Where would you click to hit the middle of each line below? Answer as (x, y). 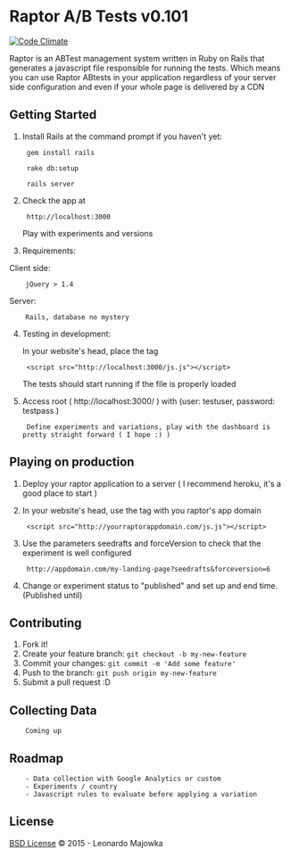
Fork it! (35, 645)
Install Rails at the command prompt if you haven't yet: (122, 136)
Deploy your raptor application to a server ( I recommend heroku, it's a (152, 483)
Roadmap (37, 758)
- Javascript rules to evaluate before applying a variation (141, 795)
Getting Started (53, 115)
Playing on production (72, 462)
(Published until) (52, 595)
